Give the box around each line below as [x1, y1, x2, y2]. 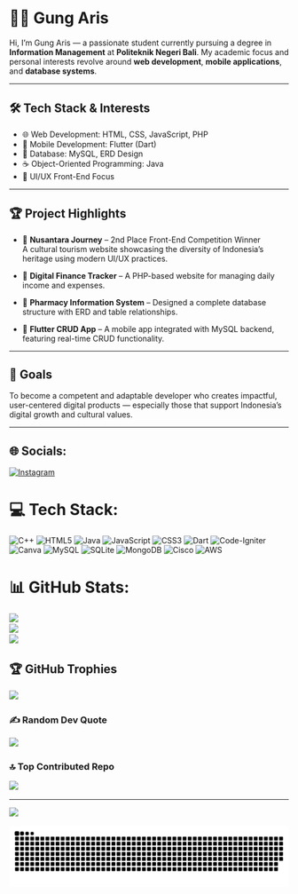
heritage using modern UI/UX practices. [21, 253, 169, 264]
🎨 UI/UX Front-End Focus [21, 170, 115, 181]
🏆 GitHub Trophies [9, 661, 118, 677]
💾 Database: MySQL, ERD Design [21, 148, 144, 159]
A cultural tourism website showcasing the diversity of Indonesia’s [21, 243, 264, 254]
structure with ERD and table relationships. [21, 306, 178, 317]
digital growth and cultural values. [9, 409, 133, 420]
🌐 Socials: [9, 443, 67, 458]
